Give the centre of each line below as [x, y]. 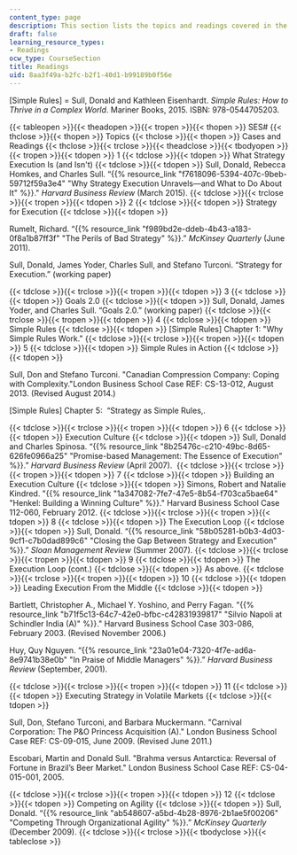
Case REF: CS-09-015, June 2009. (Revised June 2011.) [111, 741]
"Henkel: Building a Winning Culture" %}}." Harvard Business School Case [145, 502]
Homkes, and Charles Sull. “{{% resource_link [93, 174]
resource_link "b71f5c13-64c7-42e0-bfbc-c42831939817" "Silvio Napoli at [146, 614]
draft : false [33, 34]
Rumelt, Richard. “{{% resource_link [74, 229]
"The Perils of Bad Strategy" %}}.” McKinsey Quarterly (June [173, 238]
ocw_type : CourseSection [55, 58]
